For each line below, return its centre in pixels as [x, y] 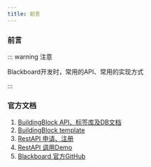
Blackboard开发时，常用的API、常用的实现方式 [75, 71]
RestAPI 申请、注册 [46, 139]
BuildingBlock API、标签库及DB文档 [69, 122]
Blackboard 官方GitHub [52, 156]
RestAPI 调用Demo [45, 148]
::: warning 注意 [30, 57]
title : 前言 [24, 14]
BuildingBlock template [51, 130]
